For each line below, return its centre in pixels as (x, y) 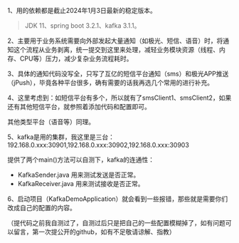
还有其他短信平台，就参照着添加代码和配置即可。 (79, 107)
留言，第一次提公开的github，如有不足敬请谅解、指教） (94, 232)
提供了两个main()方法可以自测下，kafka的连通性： (81, 160)
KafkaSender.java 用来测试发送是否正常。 (79, 175)
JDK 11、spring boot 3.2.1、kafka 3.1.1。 (83, 26)
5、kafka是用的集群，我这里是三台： (61, 137)
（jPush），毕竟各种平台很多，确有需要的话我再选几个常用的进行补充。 (111, 83)
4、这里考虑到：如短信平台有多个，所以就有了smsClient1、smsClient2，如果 (119, 98)
